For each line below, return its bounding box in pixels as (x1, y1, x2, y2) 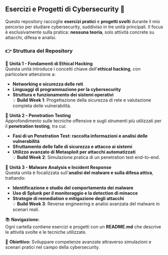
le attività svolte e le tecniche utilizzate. (5, 229, 87, 235)
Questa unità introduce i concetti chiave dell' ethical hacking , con (5, 66, 141, 72)
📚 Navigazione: (5, 217, 40, 223)
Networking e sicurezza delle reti (12, 81, 83, 87)
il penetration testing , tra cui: (5, 123, 67, 129)
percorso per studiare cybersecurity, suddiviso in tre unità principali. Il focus (5, 24, 163, 30)
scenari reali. (12, 207, 40, 213)
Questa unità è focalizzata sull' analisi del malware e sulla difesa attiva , (5, 169, 153, 176)
